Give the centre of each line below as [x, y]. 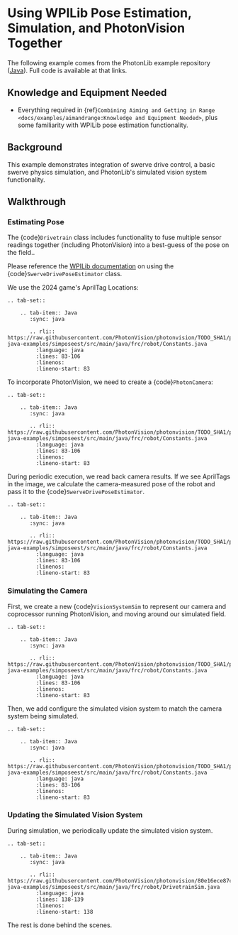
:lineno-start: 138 [64, 912]
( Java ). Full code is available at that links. [67, 70]
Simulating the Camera [48, 591]
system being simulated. [43, 716]
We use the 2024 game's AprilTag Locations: [73, 288]
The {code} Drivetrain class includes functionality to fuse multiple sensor [114, 237]
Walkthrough [36, 201]
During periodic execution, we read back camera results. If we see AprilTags [119, 476]
